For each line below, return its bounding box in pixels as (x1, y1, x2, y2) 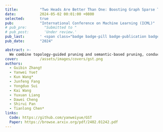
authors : (5, 61, 23, 66)
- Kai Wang (9, 88, 32, 93)
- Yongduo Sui (9, 83, 38, 88)
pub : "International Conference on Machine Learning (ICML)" (5, 20, 155, 26)
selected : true (5, 16, 49, 21)
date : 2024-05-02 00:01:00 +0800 (5, 12, 95, 16)
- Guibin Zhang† (9, 66, 42, 70)
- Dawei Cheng (9, 97, 38, 102)
